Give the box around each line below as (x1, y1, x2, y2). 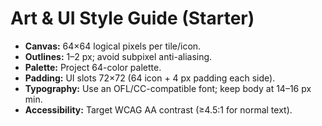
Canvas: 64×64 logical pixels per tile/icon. (24, 40, 202, 52)
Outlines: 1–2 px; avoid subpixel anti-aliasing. (24, 50, 213, 62)
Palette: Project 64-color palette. (24, 61, 162, 73)
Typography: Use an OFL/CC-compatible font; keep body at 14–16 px (24, 82, 312, 94)
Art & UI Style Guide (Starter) (10, 7, 255, 30)
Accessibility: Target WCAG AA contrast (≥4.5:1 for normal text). (24, 103, 293, 116)
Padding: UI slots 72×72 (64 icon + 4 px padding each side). (24, 72, 276, 84)
